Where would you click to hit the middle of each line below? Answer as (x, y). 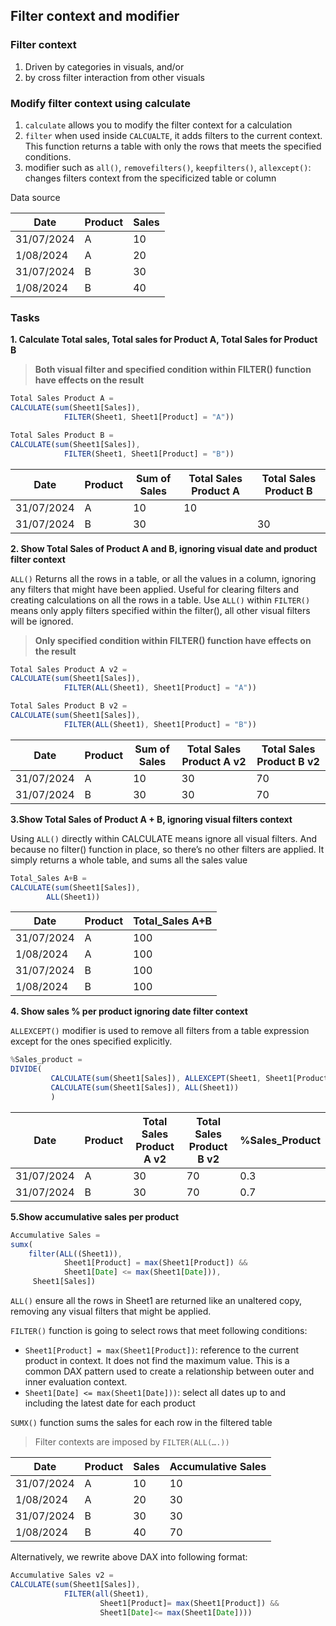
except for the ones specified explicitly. (91, 1041)
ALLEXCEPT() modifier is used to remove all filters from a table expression (160, 1031)
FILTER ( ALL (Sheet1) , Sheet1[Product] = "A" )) (160, 688)
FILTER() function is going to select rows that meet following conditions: (159, 1331)
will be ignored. (42, 621)
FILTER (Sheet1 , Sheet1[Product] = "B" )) (149, 454)
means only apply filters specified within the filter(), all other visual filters (160, 610)
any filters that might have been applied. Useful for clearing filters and (154, 589)
